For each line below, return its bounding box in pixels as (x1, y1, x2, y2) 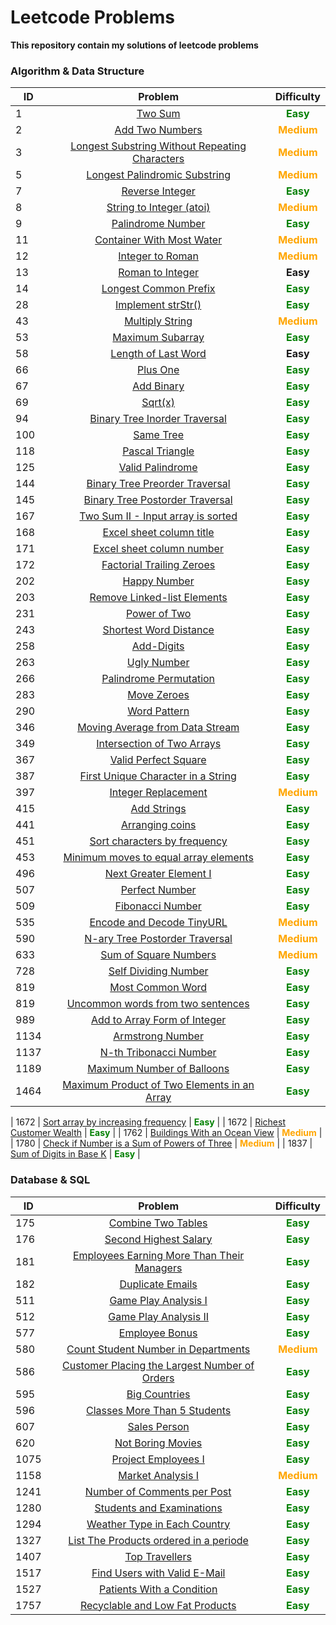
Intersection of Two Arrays (96, 737, 222, 751)
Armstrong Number (113, 1029, 204, 1043)
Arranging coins (120, 818, 197, 832)
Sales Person (127, 1419, 190, 1433)
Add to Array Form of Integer (90, 1013, 227, 1027)
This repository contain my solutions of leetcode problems (10, 39, 259, 51)
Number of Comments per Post (84, 1484, 232, 1498)
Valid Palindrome (118, 461, 198, 475)
